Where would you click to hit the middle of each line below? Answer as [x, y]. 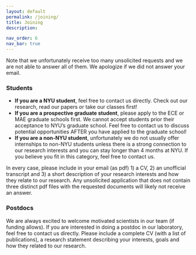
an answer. [19, 193]
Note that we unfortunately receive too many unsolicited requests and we [94, 60]
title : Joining [25, 22]
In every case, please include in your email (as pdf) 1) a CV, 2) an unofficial [96, 168]
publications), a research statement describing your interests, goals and [93, 239]
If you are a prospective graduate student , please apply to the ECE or [99, 113]
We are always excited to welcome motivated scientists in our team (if [90, 220]
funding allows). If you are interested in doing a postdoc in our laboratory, [94, 227]
